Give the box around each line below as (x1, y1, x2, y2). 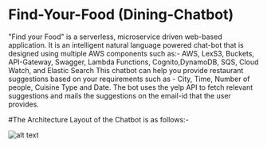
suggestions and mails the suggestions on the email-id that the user (8, 91, 231, 100)
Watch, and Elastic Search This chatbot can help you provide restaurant (8, 65, 244, 75)
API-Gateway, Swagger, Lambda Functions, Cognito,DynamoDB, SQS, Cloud (8, 57, 259, 67)
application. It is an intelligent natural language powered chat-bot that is (8, 40, 245, 49)
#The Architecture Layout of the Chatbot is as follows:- (8, 114, 189, 124)
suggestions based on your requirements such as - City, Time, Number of (8, 74, 250, 83)
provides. (8, 99, 40, 109)
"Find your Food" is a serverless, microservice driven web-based (8, 32, 222, 41)
